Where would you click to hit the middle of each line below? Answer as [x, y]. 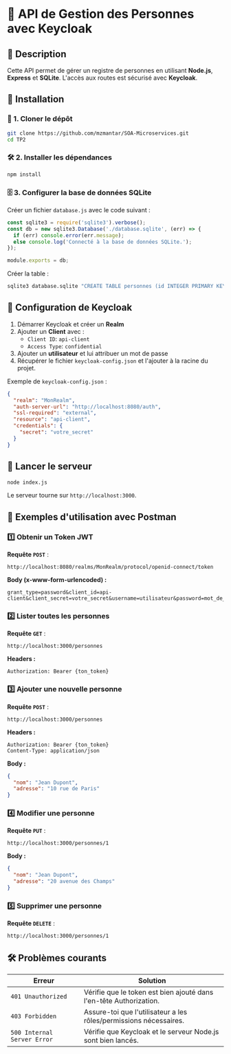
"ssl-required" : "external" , [55, 413]
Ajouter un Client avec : [51, 331]
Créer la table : [28, 273]
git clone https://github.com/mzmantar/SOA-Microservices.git [98, 133]
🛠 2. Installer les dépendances [59, 157]
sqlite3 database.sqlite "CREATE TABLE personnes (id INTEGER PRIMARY [110, 287]
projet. [26, 368]
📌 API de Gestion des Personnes [101, 14]
